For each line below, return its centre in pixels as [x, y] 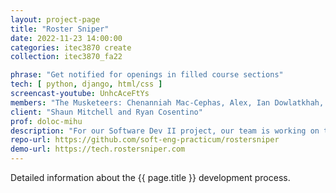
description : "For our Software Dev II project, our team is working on [165, 131]
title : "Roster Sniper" [60, 29]
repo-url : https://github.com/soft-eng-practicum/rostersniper [145, 140]
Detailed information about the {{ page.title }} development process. [150, 177]
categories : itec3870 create [71, 47]
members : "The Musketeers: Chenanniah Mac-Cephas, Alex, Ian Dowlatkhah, [167, 102]
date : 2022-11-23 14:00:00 [66, 38]
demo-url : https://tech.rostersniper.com [98, 149]
